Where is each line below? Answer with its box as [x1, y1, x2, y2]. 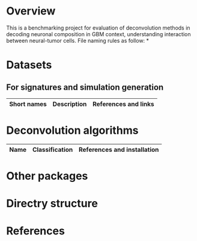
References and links [92, 99, 154, 108]
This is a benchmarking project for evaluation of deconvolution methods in [6, 24, 190, 31]
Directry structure [6, 197, 98, 210]
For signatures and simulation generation [6, 82, 164, 92]
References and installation [79, 145, 159, 154]
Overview [6, 4, 56, 18]
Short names [9, 99, 47, 108]
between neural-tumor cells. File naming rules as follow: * [6, 37, 149, 44]
